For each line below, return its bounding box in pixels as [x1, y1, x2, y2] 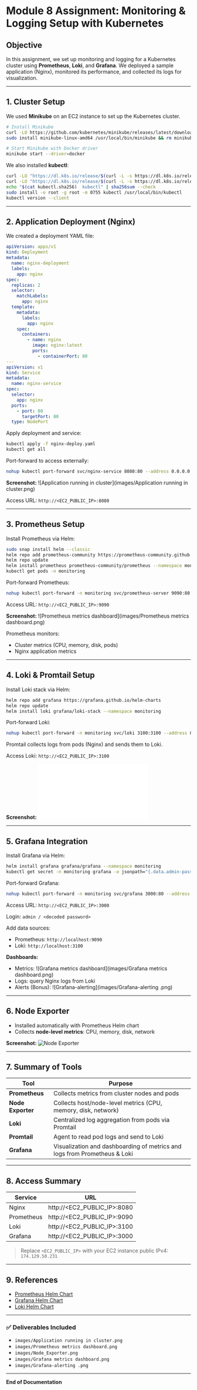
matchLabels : [16, 293, 49, 299]
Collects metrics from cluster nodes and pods [53, 1089, 179, 1097]
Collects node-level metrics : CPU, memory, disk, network [14, 1028, 155, 1035]
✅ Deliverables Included [6, 1323, 76, 1331]
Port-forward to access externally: [6, 457, 89, 464]
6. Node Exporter [6, 1006, 70, 1016]
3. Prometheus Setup [6, 519, 85, 529]
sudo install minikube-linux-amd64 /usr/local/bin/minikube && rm [6, 135, 172, 141]
